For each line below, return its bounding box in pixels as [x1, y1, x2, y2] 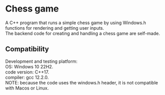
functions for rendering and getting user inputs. [5, 25, 105, 31]
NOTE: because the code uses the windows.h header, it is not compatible [5, 79, 158, 85]
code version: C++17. [5, 69, 50, 75]
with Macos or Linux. [5, 85, 49, 91]
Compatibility [5, 45, 49, 53]
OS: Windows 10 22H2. [5, 63, 54, 69]
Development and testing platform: [5, 58, 77, 64]
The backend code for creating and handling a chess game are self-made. [5, 30, 160, 36]
